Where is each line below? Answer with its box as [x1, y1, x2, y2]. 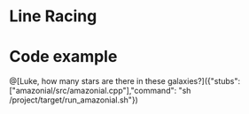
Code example [9, 47, 118, 67]
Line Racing [9, 6, 97, 27]
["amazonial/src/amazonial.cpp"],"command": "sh [9, 86, 191, 96]
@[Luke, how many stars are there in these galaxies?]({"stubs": [9, 76, 241, 87]
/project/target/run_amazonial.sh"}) [9, 95, 139, 105]
